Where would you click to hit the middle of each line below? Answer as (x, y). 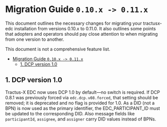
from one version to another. (35, 39)
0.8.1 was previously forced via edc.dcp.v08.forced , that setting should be (82, 97)
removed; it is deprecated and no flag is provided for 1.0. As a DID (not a (80, 103)
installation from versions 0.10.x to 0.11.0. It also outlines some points (85, 28)
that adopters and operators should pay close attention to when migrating (81, 34)
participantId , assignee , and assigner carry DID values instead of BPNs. (81, 119)
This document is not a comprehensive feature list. (58, 49)
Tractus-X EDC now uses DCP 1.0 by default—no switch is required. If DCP (82, 92)
